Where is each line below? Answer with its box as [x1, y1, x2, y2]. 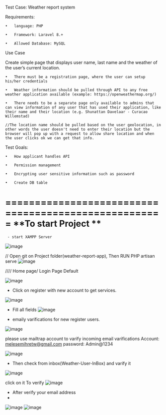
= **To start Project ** [5, 218, 101, 229]
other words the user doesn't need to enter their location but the [5, 127, 150, 132]
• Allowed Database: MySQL [5, 41, 66, 46]
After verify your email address [12, 389, 76, 395]
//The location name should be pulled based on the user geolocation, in [5, 122, 162, 127]
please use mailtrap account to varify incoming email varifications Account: [5, 336, 160, 342]
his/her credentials [5, 79, 48, 84]
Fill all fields [12, 307, 37, 313]
